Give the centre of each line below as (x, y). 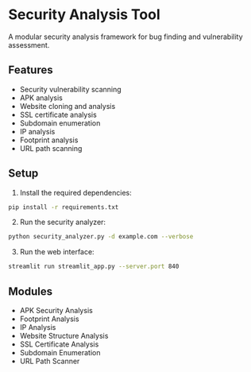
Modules (31, 291)
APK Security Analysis (56, 310)
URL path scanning (51, 148)
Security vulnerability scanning (70, 89)
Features (31, 70)
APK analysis (41, 98)
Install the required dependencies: (76, 192)
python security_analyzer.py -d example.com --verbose (101, 237)
